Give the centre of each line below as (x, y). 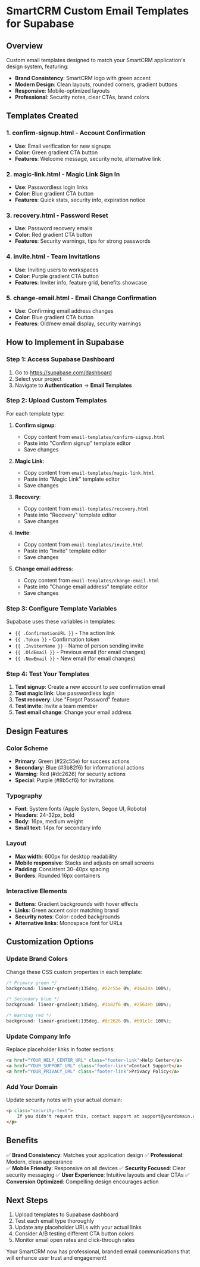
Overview (25, 46)
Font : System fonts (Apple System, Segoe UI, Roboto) (81, 809)
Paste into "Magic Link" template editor (72, 479)
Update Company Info (39, 1036)
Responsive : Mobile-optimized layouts (62, 91)
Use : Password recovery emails (54, 228)
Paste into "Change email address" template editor (86, 587)
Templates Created (42, 116)
